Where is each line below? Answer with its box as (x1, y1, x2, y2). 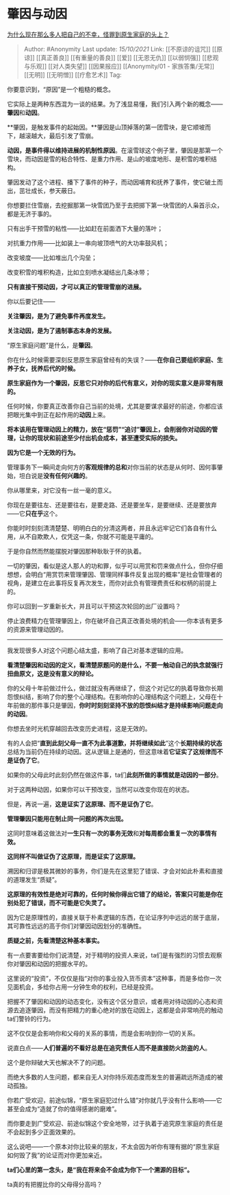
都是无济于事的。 (7, 209, 55, 218)
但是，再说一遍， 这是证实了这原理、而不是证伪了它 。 (7, 799, 157, 808)
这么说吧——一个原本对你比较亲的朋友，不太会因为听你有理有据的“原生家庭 (7, 1142, 220, 1150)
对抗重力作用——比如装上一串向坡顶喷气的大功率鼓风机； (7, 238, 169, 247)
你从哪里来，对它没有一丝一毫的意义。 (7, 486, 115, 494)
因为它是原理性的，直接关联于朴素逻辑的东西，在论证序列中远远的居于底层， (7, 913, 223, 921)
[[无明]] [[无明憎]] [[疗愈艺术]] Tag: (23, 70, 122, 79)
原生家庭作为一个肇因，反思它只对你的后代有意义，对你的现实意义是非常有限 (7, 378, 223, 387)
